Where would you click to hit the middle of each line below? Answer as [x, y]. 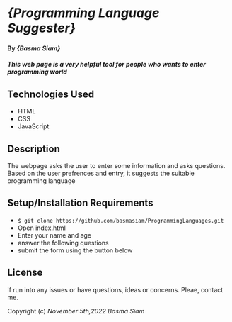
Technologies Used [51, 94]
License [25, 273]
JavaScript [33, 126]
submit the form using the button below [75, 250]
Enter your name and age [54, 235]
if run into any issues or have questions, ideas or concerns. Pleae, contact [115, 289]
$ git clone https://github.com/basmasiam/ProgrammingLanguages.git [121, 221]
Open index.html [41, 228]
